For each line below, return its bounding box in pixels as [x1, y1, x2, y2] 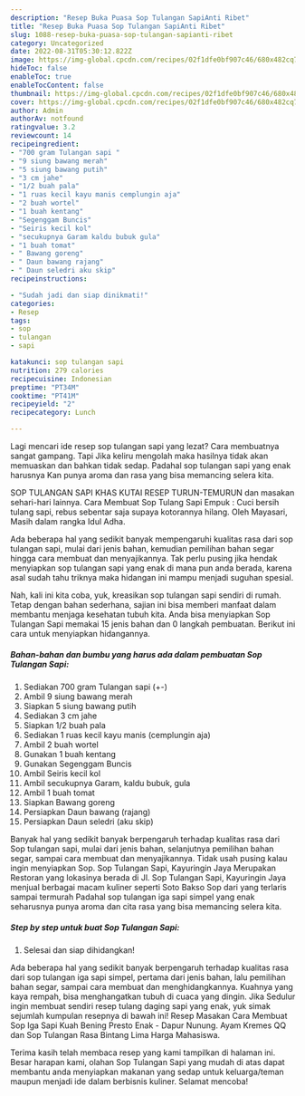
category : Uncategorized [10, 38, 104, 48]
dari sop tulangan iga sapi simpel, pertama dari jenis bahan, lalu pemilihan [10, 971, 286, 983]
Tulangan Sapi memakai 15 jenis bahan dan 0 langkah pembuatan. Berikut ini [10, 619, 296, 630]
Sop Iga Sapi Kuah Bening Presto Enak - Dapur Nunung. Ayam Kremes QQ [10, 1020, 287, 1031]
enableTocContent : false [10, 81, 104, 90]
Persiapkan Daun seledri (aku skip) [23, 816, 154, 827]
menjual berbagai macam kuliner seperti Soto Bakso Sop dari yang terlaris [10, 881, 288, 892]
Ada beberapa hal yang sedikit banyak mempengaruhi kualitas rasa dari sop [10, 534, 293, 544]
